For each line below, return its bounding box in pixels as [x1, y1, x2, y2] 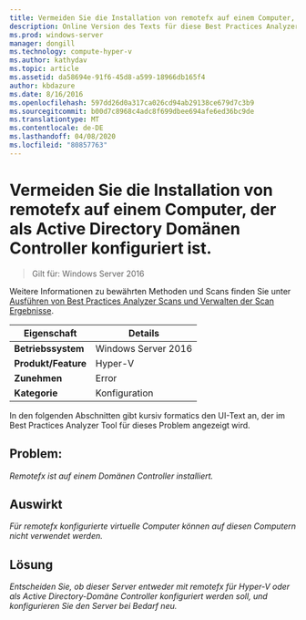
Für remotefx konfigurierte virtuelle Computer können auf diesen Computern [9, 521, 297, 532]
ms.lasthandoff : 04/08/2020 [9, 132, 117, 141]
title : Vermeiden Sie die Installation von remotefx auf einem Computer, [9, 13, 296, 23]
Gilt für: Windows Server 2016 [31, 268, 145, 279]
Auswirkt [9, 496, 63, 511]
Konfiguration [95, 387, 154, 399]
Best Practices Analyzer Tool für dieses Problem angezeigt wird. [9, 419, 250, 430]
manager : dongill [9, 38, 76, 48]
